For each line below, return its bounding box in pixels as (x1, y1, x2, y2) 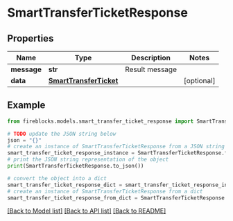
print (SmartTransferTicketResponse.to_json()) (7, 163, 144, 170)
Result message (124, 64, 177, 74)
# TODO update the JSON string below (7, 130, 116, 137)
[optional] (183, 76, 216, 85)
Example (7, 99, 46, 112)
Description (131, 53, 171, 62)
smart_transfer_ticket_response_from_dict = (7, 194, 138, 202)
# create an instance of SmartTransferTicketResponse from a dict (7, 188, 203, 195)
